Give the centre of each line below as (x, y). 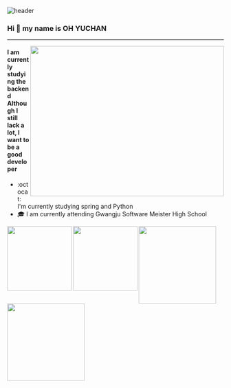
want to (18, 139)
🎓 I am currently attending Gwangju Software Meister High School (112, 214)
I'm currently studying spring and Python (75, 206)
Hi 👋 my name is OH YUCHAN (57, 28)
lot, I (13, 132)
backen (18, 89)
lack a (16, 125)
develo (17, 161)
